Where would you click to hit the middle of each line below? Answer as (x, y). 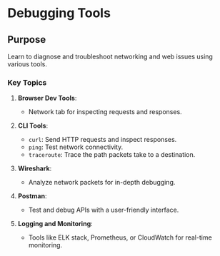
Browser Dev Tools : (47, 98)
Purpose (27, 40)
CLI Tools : (33, 126)
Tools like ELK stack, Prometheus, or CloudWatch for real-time (120, 237)
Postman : (32, 196)
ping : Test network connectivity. (76, 147)
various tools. (27, 64)
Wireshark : (35, 168)
